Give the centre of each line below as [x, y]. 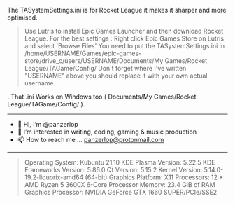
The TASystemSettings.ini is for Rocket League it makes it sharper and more [117, 10]
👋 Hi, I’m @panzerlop [48, 124]
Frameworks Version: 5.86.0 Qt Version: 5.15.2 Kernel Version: [113, 170]
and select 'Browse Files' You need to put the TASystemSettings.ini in [124, 46]
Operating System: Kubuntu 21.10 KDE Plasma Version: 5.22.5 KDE [120, 162]
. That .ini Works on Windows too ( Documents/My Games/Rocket [102, 97]
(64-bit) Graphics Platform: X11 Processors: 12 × [154, 177]
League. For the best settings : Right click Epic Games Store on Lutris [124, 38]
